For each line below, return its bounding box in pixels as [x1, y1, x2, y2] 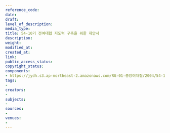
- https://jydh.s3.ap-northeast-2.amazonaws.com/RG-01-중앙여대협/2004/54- [5, 73, 163, 78]
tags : [5, 78, 17, 83]
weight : [5, 40, 22, 46]
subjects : [5, 97, 26, 102]
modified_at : [5, 45, 33, 50]
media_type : [5, 26, 30, 31]
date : [5, 12, 17, 17]
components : [5, 69, 30, 74]
